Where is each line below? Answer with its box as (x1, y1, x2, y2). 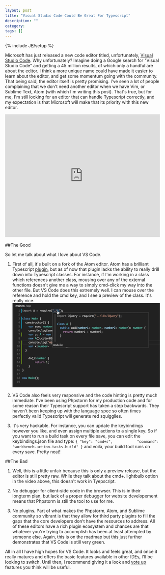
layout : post (5, 8, 32, 13)
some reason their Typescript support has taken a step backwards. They (12, 403, 160, 409)
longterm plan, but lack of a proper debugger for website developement (12, 493, 158, 499)
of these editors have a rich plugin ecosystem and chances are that (12, 523, 149, 529)
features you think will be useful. (5, 564, 71, 570)
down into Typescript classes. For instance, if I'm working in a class (12, 272, 149, 278)
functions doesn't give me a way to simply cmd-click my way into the (12, 282, 153, 288)
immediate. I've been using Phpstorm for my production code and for (12, 398, 152, 403)
